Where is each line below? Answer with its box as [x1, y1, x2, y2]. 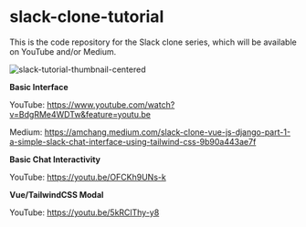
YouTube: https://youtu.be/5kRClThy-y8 [9, 207, 160, 218]
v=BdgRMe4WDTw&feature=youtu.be [9, 108, 151, 119]
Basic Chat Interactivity [9, 153, 101, 165]
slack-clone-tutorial [9, 6, 164, 27]
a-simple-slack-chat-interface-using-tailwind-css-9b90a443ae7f [9, 136, 257, 147]
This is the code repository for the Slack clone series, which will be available [9, 36, 297, 47]
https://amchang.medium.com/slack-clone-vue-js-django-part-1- [44, 126, 290, 138]
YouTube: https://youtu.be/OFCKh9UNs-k [9, 171, 166, 182]
